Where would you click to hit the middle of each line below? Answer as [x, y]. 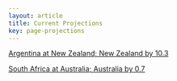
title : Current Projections [56, 23]
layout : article [36, 16]
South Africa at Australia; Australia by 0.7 [77, 69]
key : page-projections [46, 30]
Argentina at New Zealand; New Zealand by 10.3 [88, 54]
